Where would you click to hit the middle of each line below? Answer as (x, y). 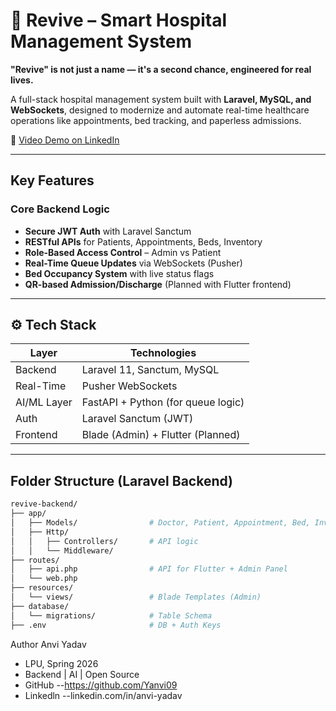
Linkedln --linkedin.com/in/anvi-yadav (103, 695)
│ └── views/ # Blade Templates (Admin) (136, 597)
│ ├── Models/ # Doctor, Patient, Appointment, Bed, (160, 523)
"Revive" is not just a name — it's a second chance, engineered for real (161, 69)
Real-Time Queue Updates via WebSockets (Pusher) (133, 263)
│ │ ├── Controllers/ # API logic (104, 541)
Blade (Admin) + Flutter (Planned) (161, 435)
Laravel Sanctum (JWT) (137, 419)
